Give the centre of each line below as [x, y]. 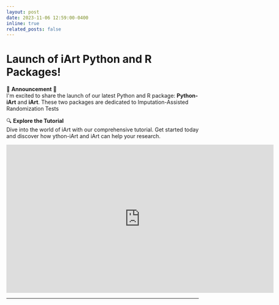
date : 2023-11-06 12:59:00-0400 [47, 18]
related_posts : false [34, 29]
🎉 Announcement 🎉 [31, 89]
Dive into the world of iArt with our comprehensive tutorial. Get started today [103, 130]
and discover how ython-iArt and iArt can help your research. [83, 136]
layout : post [23, 12]
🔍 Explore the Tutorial [35, 121]
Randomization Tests [33, 109]
